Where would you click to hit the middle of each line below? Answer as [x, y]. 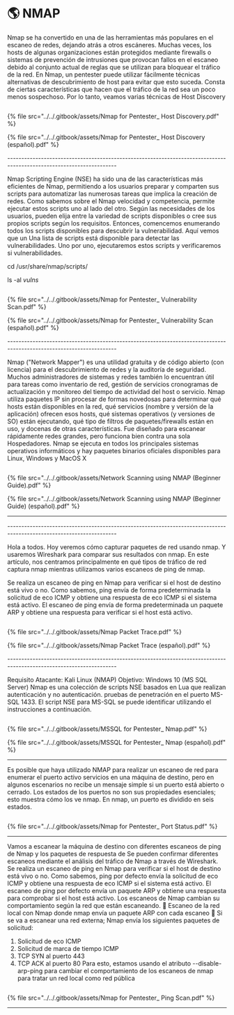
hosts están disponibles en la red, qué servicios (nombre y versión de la [110, 406]
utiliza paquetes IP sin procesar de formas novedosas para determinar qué [114, 399]
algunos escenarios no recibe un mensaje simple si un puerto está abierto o [116, 785]
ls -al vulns [23, 280]
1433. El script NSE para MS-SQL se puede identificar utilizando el [116, 702]
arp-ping [30, 970]
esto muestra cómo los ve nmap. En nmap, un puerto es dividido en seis [111, 799]
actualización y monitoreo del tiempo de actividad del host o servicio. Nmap [116, 391]
